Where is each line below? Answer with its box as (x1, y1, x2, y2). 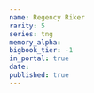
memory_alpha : (9, 37, 62, 47)
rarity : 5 (9, 21, 46, 30)
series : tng (9, 29, 53, 38)
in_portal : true (9, 54, 69, 63)
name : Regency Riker (9, 12, 86, 22)
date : (9, 63, 29, 72)
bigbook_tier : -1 (9, 46, 74, 55)
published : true (9, 71, 69, 80)
